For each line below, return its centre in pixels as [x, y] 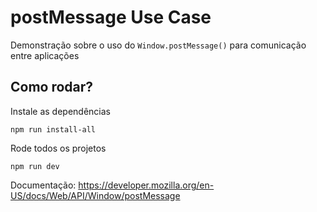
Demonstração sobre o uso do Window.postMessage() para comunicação [158, 45]
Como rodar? [52, 87]
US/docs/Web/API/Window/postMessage [95, 195]
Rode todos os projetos [58, 148]
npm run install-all [53, 129]
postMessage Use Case [111, 17]
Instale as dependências [60, 111]
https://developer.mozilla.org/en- [146, 185]
